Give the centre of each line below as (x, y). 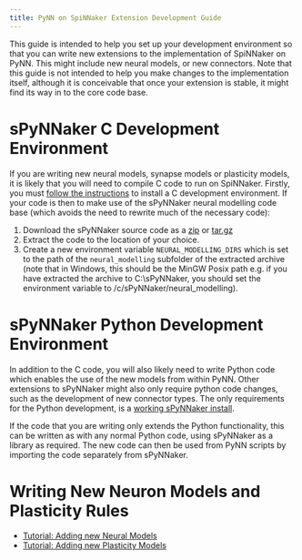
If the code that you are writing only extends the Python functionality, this (147, 425)
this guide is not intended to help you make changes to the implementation (149, 73)
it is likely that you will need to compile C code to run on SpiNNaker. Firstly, (150, 183)
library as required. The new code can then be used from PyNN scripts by (148, 445)
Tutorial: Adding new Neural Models (90, 536)
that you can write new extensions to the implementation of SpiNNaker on (148, 53)
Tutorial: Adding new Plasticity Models (94, 545)
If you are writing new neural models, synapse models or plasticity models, (150, 173)
